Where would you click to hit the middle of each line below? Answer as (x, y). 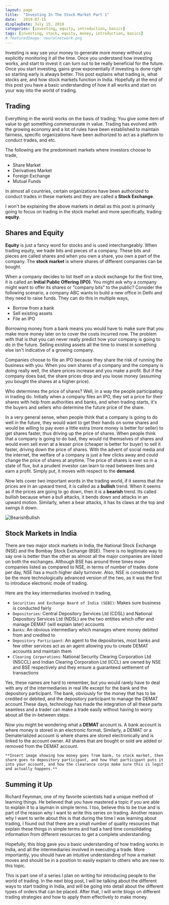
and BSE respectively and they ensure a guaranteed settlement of (81, 667)
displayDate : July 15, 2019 (35, 24)
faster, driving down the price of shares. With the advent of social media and (85, 449)
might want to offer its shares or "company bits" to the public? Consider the (84, 287)
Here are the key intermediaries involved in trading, (59, 593)
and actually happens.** (31, 769)
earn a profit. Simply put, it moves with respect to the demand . (70, 471)
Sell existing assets (33, 313)
